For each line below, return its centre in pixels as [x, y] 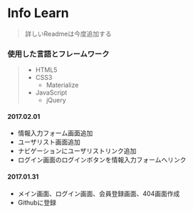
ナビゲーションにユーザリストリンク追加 [77, 151]
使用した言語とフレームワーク [58, 53]
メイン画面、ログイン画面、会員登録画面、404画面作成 [99, 193]
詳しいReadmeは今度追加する [68, 33]
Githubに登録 [37, 202]
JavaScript [51, 93]
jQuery [56, 100]
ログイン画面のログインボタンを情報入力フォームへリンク [102, 160]
